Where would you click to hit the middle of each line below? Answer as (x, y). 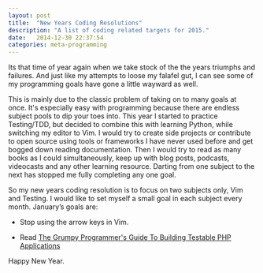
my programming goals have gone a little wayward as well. (103, 84)
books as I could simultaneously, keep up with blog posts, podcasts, (119, 158)
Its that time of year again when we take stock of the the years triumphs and (132, 67)
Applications (40, 246)
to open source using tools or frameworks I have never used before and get (131, 141)
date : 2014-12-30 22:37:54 (56, 37)
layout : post (30, 15)
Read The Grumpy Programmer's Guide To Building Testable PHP (126, 237)
